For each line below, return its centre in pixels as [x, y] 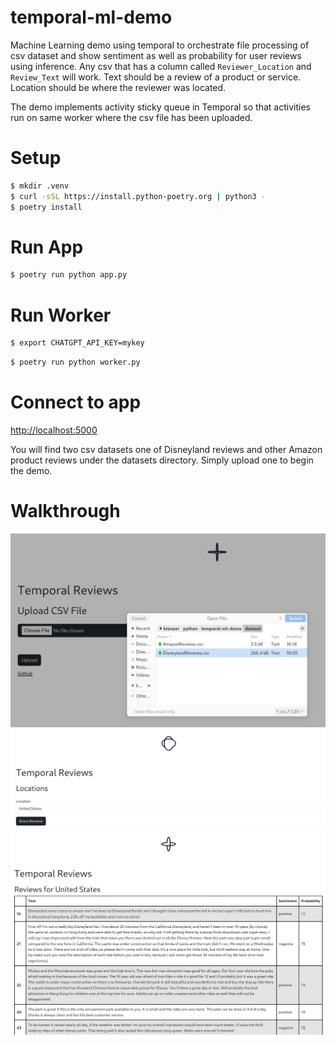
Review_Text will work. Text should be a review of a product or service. [156, 77]
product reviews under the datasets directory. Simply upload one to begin [162, 460]
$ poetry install [46, 207]
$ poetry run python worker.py [75, 362]
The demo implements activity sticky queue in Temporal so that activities [160, 107]
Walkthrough [65, 511]
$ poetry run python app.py [69, 275]
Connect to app [76, 402]
